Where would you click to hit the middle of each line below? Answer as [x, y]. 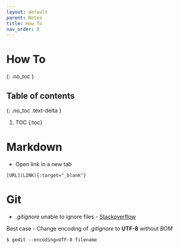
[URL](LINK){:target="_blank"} [46, 175]
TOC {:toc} [29, 122]
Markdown [34, 147]
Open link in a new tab [44, 164]
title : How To [25, 23]
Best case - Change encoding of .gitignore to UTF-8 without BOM [89, 228]
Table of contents [40, 96]
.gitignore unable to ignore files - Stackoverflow [75, 216]
